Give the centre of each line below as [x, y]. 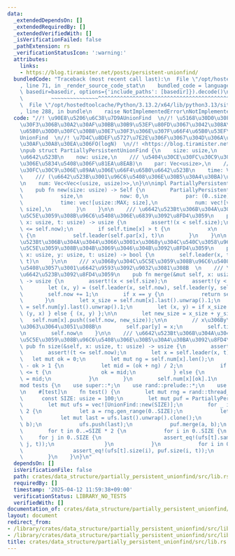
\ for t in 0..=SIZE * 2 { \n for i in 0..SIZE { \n [123, 431]
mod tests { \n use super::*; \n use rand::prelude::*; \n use [123, 385]
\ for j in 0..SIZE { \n [60, 438]
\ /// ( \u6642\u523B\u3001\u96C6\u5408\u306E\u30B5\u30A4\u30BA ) [122, 177]
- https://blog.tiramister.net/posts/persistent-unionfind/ [109, 72]
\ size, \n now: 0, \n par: [109, 196]
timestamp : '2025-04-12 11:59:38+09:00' [73, 489]
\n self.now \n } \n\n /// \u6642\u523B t [98, 333]
